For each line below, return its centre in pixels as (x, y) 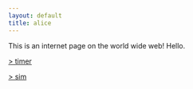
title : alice (30, 23)
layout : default (35, 15)
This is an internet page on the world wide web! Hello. (97, 45)
